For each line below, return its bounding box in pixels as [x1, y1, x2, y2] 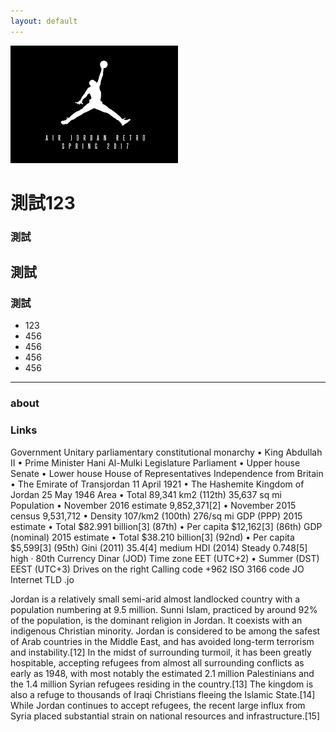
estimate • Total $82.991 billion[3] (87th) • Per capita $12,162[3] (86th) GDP [10, 520, 323, 532]
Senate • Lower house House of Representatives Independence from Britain [10, 467, 324, 479]
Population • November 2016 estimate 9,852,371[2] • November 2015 [10, 499, 297, 511]
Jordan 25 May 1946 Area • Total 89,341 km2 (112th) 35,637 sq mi [10, 488, 282, 500]
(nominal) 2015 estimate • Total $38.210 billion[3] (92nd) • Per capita [10, 531, 295, 543]
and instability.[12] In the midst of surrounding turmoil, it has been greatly [10, 646, 312, 658]
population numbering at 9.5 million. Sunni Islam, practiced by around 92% [10, 603, 318, 615]
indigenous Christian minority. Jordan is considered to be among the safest [10, 625, 321, 637]
